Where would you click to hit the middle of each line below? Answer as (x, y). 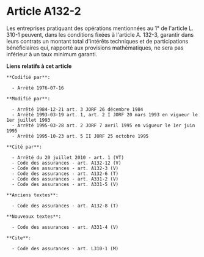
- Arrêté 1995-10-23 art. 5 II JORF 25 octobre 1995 (80, 136)
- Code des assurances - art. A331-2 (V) (65, 179)
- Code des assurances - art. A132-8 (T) (65, 206)
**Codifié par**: (28, 77)
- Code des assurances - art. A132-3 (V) (65, 168)
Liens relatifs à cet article (39, 66)
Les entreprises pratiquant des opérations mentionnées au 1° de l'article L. (100, 28)
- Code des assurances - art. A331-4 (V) (65, 227)
